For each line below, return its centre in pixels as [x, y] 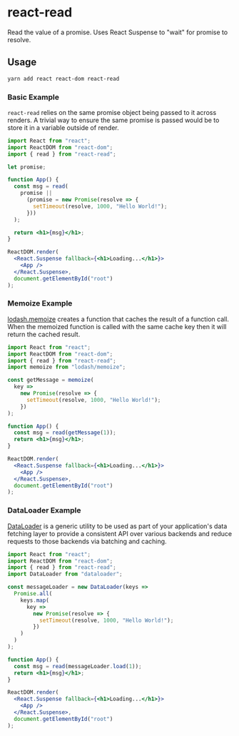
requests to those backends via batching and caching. [87, 541]
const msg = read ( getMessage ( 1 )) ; [65, 433]
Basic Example [33, 97]
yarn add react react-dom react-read [63, 79]
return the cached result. [44, 334]
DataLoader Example [44, 510]
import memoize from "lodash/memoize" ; [67, 367]
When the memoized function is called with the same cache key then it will [117, 326]
